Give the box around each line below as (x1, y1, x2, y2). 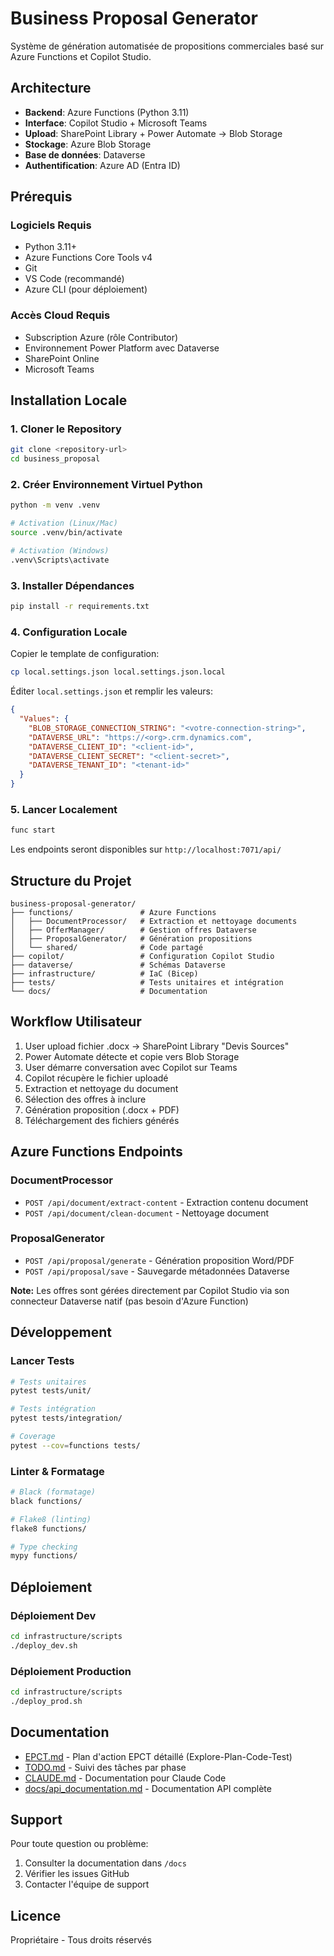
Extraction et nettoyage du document (24, 1082, 179, 1094)
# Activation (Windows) (10, 546, 110, 556)
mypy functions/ (10, 1551, 78, 1561)
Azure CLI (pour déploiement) (24, 283, 148, 296)
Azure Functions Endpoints (10, 1143, 183, 1161)
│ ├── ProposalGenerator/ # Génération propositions (10, 934, 253, 944)
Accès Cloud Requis (10, 308, 111, 322)
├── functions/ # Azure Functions (10, 908, 217, 918)
